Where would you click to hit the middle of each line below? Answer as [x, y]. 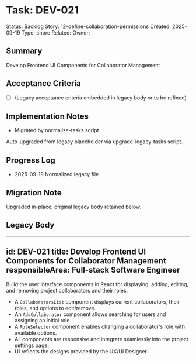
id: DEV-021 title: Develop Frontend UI [76, 252]
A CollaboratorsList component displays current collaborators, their [97, 301]
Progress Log [31, 160]
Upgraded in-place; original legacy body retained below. [74, 207]
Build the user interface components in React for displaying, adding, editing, [97, 284]
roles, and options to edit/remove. [55, 308]
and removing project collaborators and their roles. [67, 290]
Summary [24, 51]
